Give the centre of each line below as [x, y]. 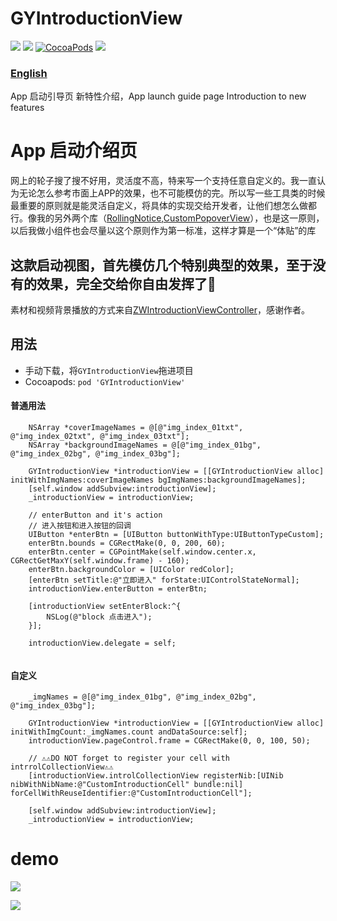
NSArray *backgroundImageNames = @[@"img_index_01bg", [145, 445]
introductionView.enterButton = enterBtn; [118, 589]
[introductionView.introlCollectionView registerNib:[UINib [156, 776]
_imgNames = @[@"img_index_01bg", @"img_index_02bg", [142, 697]
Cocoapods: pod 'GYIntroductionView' [105, 381]
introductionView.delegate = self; [102, 643]
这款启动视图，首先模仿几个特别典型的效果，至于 [161, 265]
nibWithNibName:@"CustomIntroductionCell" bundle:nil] [127, 785]
